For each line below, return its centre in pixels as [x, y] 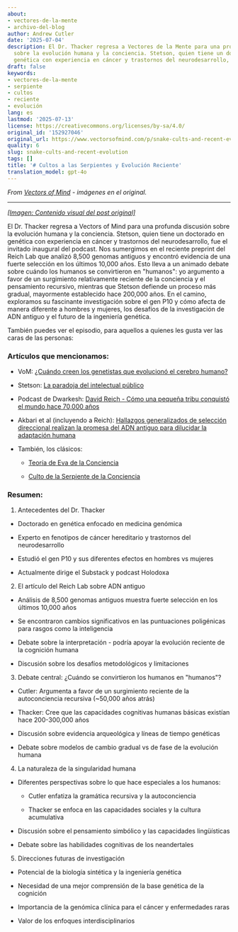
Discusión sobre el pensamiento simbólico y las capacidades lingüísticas [124, 831]
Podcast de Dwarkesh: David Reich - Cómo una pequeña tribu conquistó [124, 399]
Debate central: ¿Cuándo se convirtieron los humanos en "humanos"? [119, 678]
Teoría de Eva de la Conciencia [73, 462]
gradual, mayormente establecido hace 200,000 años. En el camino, [107, 294]
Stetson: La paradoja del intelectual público [80, 385]
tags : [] [20, 159]
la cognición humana [48, 650]
